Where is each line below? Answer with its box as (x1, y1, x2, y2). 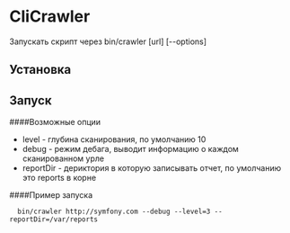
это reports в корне (22, 173, 97, 184)
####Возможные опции (9, 117, 101, 128)
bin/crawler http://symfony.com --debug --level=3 (17, 207, 211, 217)
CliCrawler (9, 6, 91, 27)
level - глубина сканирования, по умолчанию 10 (22, 134, 207, 145)
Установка (9, 62, 72, 77)
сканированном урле (22, 153, 105, 164)
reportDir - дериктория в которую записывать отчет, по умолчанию (22, 163, 281, 174)
